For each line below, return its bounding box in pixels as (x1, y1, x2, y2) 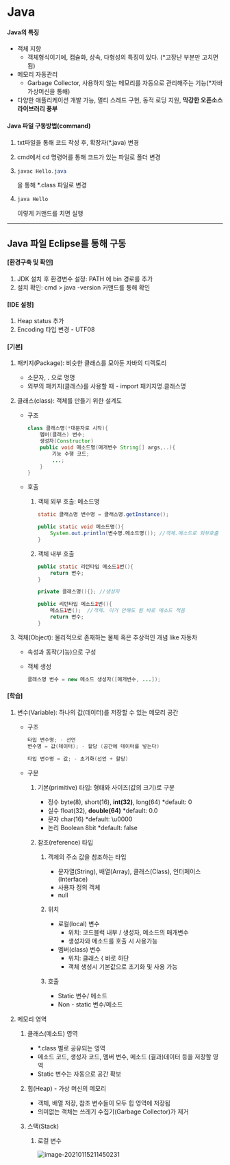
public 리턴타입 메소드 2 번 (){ (37, 601, 112, 608)
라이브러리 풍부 (16, 104, 58, 113)
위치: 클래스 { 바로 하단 (68, 954, 129, 962)
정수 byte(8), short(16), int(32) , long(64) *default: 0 (47, 797, 192, 806)
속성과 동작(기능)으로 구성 (27, 648, 97, 656)
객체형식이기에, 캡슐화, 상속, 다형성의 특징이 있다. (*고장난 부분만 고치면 (27, 53, 219, 62)
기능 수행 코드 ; (51, 450, 90, 457)
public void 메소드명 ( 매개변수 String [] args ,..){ (40, 444, 176, 451)
